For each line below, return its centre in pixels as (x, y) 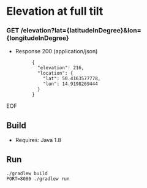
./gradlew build (27, 174)
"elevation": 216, (61, 68)
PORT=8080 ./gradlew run (38, 179)
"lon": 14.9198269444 (70, 84)
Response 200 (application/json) (56, 51)
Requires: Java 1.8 (38, 140)
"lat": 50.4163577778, (72, 79)
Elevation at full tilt (55, 11)
